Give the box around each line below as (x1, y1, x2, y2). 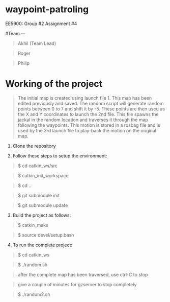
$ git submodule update (17, 202, 68, 208)
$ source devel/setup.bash (17, 231, 74, 238)
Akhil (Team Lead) (17, 40, 56, 47)
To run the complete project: (12, 242, 73, 248)
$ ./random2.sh (17, 291, 50, 297)
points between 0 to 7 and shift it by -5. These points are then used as (17, 106, 165, 112)
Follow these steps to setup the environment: (12, 152, 107, 159)
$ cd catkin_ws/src (17, 162, 58, 169)
